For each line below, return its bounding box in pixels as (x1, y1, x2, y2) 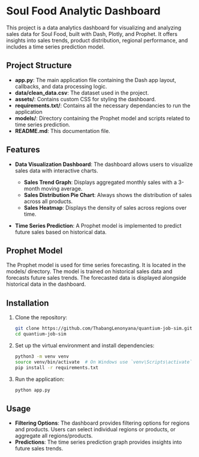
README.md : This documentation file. (14, 127, 111, 134)
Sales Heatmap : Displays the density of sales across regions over (23, 204, 187, 211)
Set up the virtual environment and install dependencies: (14, 341, 155, 349)
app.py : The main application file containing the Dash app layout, (14, 76, 177, 83)
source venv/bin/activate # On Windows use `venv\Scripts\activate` (14, 359, 193, 365)
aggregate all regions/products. (14, 432, 93, 440)
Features (6, 145, 40, 155)
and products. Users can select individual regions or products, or (14, 426, 176, 433)
